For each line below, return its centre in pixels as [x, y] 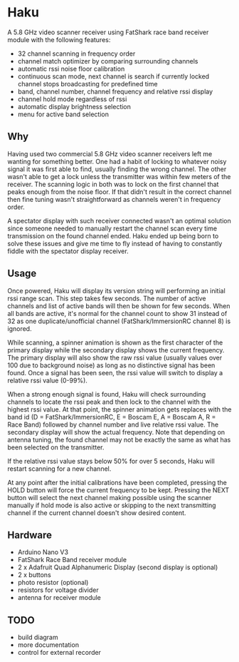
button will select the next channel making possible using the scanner [110, 497]
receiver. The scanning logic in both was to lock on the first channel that [113, 184]
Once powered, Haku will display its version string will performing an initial [116, 290]
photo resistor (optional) [53, 583]
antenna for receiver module [59, 598]
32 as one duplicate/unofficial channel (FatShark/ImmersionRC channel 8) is [119, 321]
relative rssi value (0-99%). [47, 380]
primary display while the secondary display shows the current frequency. [116, 350]
